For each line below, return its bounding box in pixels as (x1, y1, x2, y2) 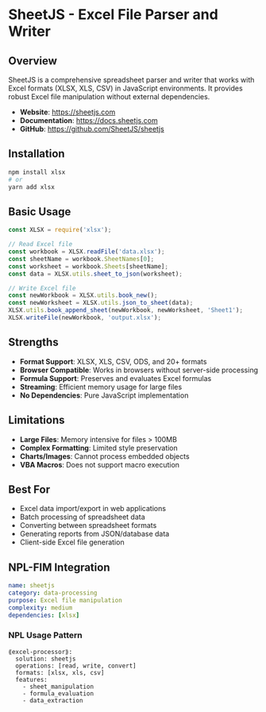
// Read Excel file (8, 241, 73, 248)
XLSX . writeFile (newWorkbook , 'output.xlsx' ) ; (8, 314, 161, 321)
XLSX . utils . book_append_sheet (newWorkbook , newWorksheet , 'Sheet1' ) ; (8, 306, 244, 314)
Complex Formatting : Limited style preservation (19, 443, 179, 452)
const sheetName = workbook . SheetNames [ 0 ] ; (8, 255, 155, 263)
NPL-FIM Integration (8, 560, 110, 574)
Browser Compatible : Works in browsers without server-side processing (19, 365, 259, 375)
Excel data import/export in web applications (19, 504, 167, 514)
